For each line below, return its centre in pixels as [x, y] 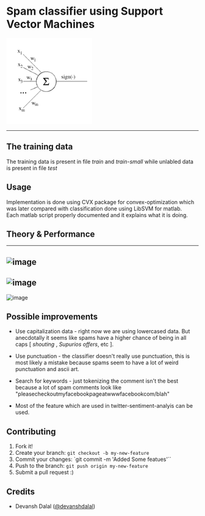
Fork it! [24, 446]
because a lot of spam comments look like [68, 388]
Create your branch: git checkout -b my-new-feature [82, 453]
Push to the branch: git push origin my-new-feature [81, 466]
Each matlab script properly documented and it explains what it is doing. [97, 215]
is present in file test [32, 168]
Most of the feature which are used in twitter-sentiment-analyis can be [104, 406]
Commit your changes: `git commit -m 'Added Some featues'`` [93, 459]
